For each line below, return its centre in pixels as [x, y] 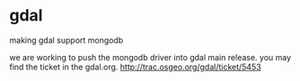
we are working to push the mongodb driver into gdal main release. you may [150, 57]
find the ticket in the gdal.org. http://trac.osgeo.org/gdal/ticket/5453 [136, 67]
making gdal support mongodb [66, 40]
